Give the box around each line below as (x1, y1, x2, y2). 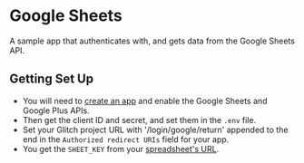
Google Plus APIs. (22, 105, 90, 116)
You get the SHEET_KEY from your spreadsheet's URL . (22, 143, 220, 154)
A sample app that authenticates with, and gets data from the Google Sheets (9, 35, 295, 46)
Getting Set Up (9, 72, 93, 87)
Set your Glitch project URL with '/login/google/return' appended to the (22, 124, 289, 135)
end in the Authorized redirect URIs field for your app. (22, 133, 230, 145)
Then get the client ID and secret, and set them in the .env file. (22, 114, 257, 125)
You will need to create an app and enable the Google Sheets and (22, 95, 268, 106)
